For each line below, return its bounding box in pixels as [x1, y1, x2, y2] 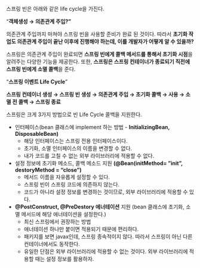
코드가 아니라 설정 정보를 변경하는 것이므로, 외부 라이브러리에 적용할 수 [23, 188, 188, 195]
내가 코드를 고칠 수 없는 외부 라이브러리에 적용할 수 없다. [23, 152, 155, 159]
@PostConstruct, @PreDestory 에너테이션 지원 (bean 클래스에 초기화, [14, 203, 185, 210]
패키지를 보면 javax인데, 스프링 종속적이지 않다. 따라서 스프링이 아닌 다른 [23, 233, 193, 240]
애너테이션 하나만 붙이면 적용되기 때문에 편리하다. [23, 226, 139, 232]
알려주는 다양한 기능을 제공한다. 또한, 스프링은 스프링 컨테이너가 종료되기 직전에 [6, 58, 190, 65]
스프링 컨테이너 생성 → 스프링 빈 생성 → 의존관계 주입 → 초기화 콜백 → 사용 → [6, 91, 185, 98]
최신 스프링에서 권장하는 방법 [23, 218, 91, 225]
